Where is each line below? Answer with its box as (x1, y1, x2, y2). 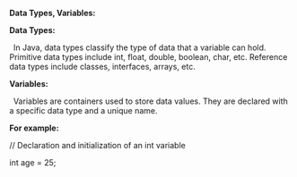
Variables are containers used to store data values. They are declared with (13, 96, 289, 106)
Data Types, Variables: (9, 8, 96, 18)
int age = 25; (9, 157, 57, 168)
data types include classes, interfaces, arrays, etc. (9, 62, 196, 72)
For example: (9, 122, 60, 133)
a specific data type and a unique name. (9, 105, 159, 115)
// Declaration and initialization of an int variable (9, 140, 186, 150)
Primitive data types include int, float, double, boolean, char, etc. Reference (9, 52, 288, 62)
